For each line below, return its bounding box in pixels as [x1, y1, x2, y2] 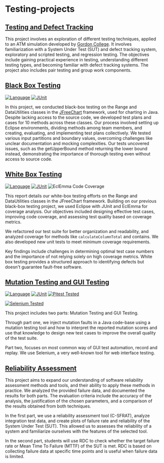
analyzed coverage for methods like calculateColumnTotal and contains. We [5, 233, 159, 239]
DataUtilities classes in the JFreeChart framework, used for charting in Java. [5, 109, 159, 115]
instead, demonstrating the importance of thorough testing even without [5, 151, 151, 156]
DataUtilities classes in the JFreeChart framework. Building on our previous [5, 198, 157, 204]
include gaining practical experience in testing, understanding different [5, 57, 148, 62]
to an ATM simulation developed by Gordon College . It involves [5, 41, 132, 47]
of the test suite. [5, 335, 38, 341]
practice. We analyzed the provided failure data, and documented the [5, 387, 145, 393]
